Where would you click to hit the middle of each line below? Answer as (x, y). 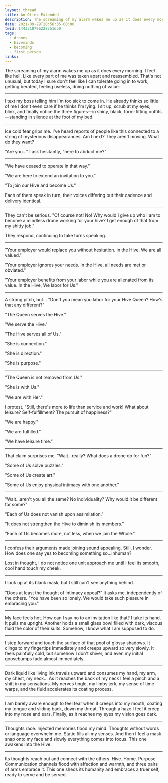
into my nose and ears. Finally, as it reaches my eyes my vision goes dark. (81, 714)
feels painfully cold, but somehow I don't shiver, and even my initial (74, 653)
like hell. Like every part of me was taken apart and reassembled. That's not (83, 76)
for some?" (17, 505)
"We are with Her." (24, 397)
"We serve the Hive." (27, 324)
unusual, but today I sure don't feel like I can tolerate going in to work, (77, 81)
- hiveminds (22, 43)
